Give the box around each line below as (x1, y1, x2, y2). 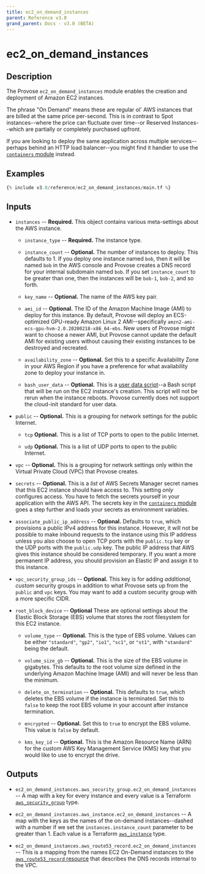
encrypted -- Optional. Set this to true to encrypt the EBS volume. (24, 720, 191, 727)
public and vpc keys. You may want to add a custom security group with (15, 588, 198, 596)
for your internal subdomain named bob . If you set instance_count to (24, 268, 196, 275)
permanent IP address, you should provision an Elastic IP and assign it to (15, 557, 199, 564)
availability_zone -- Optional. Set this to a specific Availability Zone (24, 356, 199, 363)
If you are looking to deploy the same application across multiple (6, 138, 170, 145)
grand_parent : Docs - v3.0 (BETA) (6, 20, 95, 26)
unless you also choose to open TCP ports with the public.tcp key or (15, 537, 190, 545)
